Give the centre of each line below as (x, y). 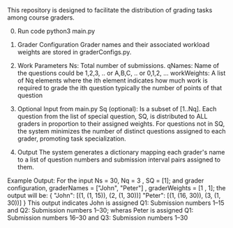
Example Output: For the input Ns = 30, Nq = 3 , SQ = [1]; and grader (106, 180)
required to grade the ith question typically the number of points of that (120, 88)
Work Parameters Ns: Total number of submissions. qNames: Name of (118, 65)
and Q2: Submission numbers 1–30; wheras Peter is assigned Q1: (100, 210)
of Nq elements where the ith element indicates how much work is (112, 80)
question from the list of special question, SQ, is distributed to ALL (112, 116)
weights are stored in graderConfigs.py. (74, 52)
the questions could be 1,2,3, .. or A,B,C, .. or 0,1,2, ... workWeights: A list (121, 73)
